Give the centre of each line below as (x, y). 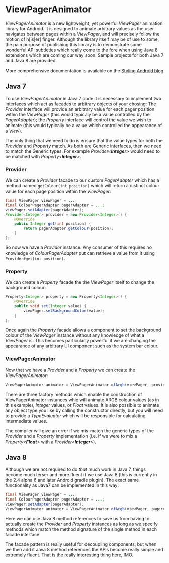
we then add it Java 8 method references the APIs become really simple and (84, 549)
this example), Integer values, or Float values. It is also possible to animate (82, 405)
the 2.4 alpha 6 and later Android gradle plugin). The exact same (72, 480)
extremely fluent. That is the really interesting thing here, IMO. (69, 555)
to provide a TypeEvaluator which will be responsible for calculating (75, 416)
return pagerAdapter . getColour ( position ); (68, 229)
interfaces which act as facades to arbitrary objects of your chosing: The (81, 104)
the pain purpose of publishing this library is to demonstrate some (73, 44)
